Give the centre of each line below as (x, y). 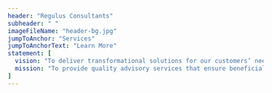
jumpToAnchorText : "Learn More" (62, 46)
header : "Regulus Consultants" (60, 16)
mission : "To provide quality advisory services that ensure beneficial (140, 69)
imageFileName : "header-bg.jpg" (62, 31)
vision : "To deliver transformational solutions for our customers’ (133, 61)
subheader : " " (33, 23)
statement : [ (30, 53)
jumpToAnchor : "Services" (51, 38)
